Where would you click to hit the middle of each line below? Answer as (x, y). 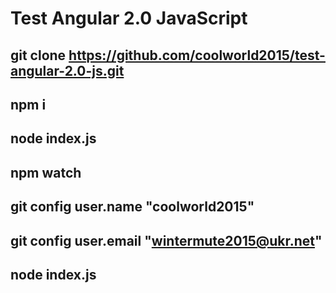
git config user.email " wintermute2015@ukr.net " (166, 240)
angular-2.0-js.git (67, 70)
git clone (38, 55)
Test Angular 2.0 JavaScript (129, 18)
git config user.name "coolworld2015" (132, 207)
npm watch (46, 172)
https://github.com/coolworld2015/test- (197, 55)
